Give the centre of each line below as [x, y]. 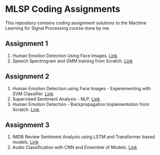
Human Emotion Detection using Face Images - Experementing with [82, 88]
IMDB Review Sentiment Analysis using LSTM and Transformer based [83, 137]
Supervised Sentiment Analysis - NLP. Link [56, 99]
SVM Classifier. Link [33, 94]
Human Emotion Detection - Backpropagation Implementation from [81, 104]
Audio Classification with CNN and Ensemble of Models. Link [75, 148]
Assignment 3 [27, 125]
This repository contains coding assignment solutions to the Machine [76, 23]
